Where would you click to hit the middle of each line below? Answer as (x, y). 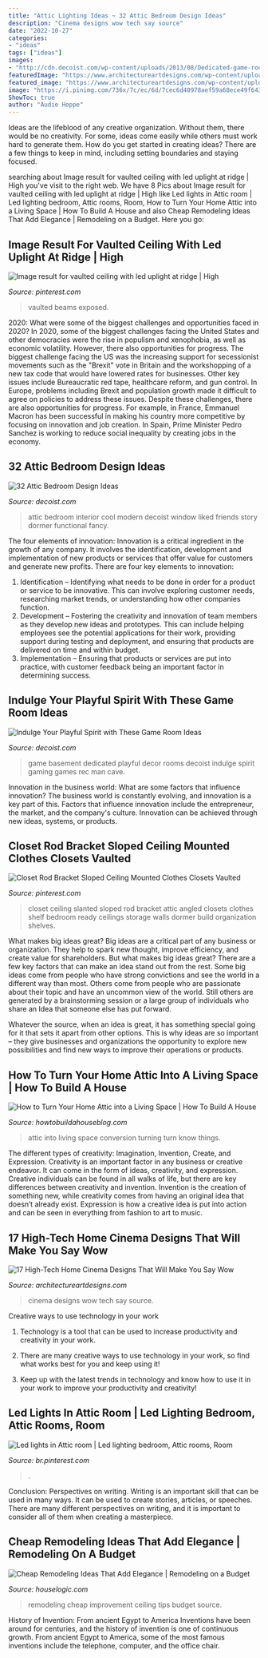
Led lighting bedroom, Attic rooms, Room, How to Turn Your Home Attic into (133, 203)
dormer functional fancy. (68, 525)
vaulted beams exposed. (68, 307)
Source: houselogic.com (48, 1589)
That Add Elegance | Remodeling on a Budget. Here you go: (106, 220)
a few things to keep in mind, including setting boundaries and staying (124, 153)
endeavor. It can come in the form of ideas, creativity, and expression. (123, 1171)
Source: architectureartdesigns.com (68, 1285)
